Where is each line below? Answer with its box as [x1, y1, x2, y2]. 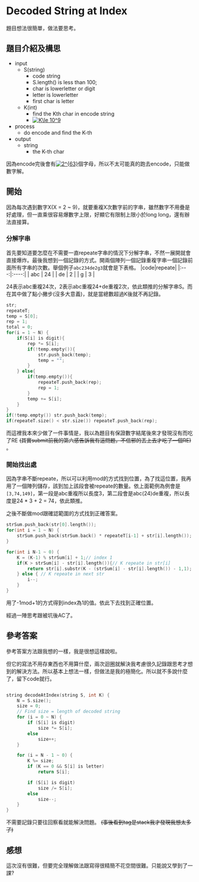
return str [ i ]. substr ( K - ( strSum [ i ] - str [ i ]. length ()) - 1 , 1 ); [27, 565, 192, 572]
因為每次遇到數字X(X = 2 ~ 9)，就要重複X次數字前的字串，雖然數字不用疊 [6, 203, 185, 211]
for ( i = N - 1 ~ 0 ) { [17, 752, 73, 759]
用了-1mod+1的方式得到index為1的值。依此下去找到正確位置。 [6, 599, 157, 606]
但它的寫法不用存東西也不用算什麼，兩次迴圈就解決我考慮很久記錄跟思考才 [6, 660, 188, 667]
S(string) [23, 66, 46, 73]
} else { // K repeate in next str [17, 571, 105, 577]
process [14, 123, 35, 130]
